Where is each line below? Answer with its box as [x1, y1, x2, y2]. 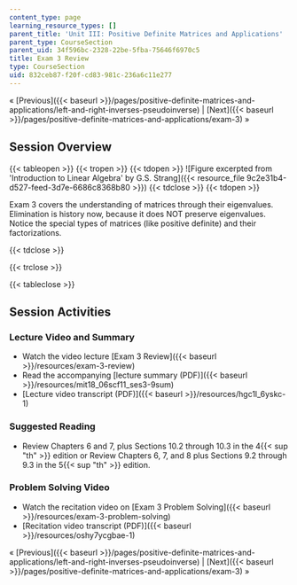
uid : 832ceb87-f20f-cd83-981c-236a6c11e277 [9, 71, 173, 80]
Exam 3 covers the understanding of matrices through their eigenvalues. [9, 199, 274, 209]
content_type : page [9, 12, 82, 22]
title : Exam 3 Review [9, 54, 90, 63]
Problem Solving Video [9, 481, 110, 494]
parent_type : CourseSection [9, 37, 113, 47]
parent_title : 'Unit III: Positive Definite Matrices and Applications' [9, 29, 284, 38]
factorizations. [9, 227, 62, 238]
